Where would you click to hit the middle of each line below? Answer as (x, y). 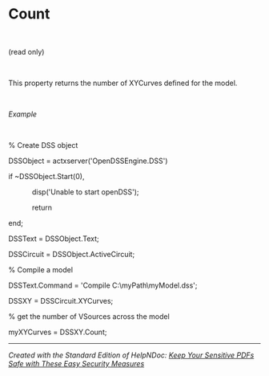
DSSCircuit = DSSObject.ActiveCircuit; (72, 254)
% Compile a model (41, 269)
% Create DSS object (43, 145)
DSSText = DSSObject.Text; (54, 239)
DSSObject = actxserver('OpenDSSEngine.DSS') (88, 161)
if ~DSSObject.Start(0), (46, 176)
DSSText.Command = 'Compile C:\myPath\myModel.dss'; (103, 285)
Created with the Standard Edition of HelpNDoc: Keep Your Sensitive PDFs (131, 355)
